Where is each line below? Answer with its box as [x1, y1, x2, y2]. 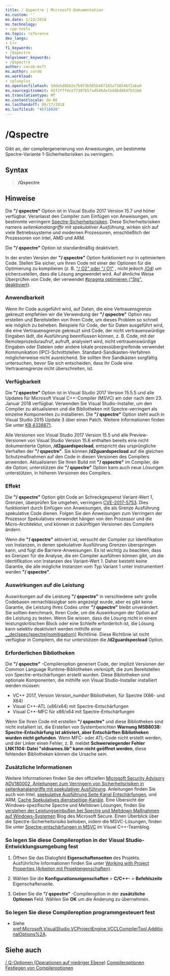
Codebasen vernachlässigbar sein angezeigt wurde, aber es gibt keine [5, 599, 153, 605]
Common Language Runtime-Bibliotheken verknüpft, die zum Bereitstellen [5, 666, 160, 672]
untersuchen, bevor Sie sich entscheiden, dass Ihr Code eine [5, 360, 133, 366]
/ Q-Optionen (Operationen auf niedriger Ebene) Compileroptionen [5, 959, 145, 965]
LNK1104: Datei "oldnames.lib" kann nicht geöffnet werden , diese [5, 746, 147, 752]
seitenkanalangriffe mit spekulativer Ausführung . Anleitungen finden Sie [5, 786, 156, 792]
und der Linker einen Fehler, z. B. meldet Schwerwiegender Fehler [5, 740, 146, 746]
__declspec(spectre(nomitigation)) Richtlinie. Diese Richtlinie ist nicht [5, 631, 150, 637]
